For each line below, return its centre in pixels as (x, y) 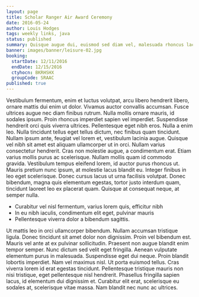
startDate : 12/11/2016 (39, 61)
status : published (29, 39)
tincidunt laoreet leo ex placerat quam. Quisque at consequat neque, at (93, 189)
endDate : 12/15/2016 (37, 67)
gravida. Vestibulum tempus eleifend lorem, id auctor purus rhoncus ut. (93, 163)
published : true (26, 84)
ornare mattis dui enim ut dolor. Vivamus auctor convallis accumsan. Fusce (98, 107)
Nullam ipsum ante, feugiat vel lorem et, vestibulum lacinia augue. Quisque (97, 138)
